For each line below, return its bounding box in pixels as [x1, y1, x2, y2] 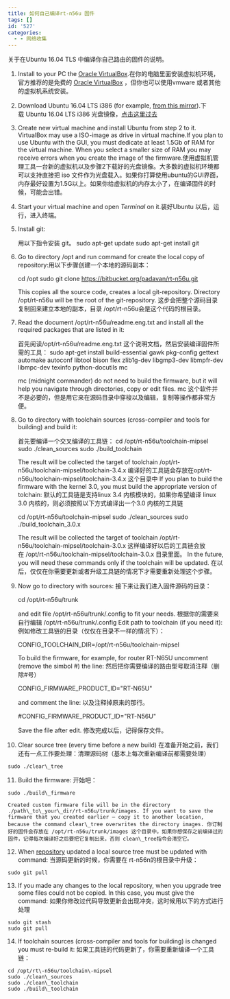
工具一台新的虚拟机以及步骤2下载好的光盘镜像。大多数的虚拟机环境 [23, 163, 214, 171]
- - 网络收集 [14, 36, 47, 43]
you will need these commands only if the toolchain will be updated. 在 [17, 559, 218, 567]
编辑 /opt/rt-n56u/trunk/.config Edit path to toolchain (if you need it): [29, 618, 223, 627]
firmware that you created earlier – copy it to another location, [8, 814, 205, 821]
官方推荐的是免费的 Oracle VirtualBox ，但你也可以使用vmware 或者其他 [17, 78, 221, 86]
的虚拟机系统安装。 [17, 87, 73, 95]
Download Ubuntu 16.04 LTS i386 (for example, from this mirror [17, 101, 197, 110]
